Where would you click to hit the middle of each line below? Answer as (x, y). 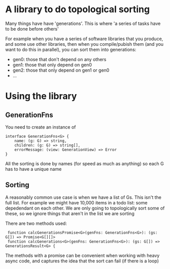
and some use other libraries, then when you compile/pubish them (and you (84, 44)
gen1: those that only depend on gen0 (52, 65)
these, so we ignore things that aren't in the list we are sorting (70, 213)
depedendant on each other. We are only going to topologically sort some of (85, 208)
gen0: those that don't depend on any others (59, 59)
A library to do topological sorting (78, 9)
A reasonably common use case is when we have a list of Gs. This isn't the (83, 197)
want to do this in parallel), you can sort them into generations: (71, 49)
